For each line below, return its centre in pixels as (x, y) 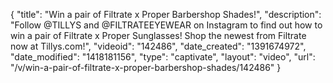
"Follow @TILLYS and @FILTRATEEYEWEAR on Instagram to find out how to (166, 25)
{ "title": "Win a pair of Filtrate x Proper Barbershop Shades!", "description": (166, 14)
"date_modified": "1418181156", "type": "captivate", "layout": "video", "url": (163, 57)
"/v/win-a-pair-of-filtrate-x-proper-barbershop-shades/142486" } (146, 67)
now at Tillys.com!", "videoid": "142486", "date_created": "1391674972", (158, 46)
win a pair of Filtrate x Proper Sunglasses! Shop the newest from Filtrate (158, 35)
